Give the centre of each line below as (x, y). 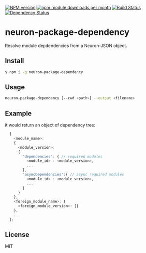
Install (15, 61)
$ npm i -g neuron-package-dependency (44, 72)
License (17, 235)
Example (18, 113)
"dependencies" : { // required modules (63, 157)
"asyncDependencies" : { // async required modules (73, 174)
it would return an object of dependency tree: (50, 125)
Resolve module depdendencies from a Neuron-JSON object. (66, 46)
